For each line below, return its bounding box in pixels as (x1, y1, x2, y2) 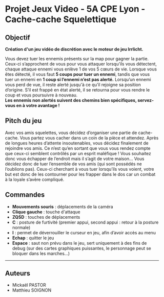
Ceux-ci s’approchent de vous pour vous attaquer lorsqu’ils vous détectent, (5, 61, 157, 67)
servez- (137, 97, 154, 103)
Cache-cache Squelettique (5, 14, 117, 25)
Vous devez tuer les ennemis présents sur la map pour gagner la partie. (5, 56, 149, 62)
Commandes (5, 191, 45, 199)
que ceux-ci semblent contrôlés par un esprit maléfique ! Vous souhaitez (5, 150, 151, 156)
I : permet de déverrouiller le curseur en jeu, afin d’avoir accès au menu (12, 229, 156, 235)
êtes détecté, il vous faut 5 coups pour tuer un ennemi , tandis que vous (5, 71, 150, 77)
